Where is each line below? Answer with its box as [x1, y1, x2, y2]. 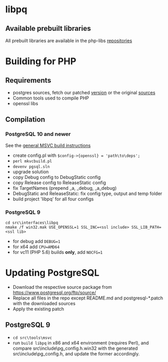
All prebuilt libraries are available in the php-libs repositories [5, 37, 132, 44]
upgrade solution [12, 168, 49, 175]
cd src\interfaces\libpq [5, 220, 58, 225]
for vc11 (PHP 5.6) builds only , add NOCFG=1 [12, 249, 103, 255]
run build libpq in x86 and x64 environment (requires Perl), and [12, 339, 149, 346]
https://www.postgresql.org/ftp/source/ [12, 289, 96, 295]
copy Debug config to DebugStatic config [12, 174, 101, 180]
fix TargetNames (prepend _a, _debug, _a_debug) [12, 185, 117, 191]
